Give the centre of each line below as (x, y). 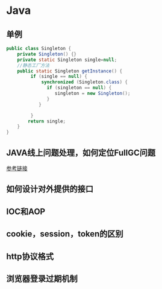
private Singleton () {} (47, 54)
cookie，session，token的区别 (65, 234)
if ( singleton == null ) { (79, 88)
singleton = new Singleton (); (92, 94)
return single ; (47, 121)
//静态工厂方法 (33, 65)
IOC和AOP (26, 211)
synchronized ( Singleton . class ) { (85, 82)
